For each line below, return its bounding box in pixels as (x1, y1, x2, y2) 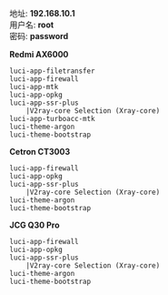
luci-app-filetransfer (9, 66, 95, 76)
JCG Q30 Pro (9, 219, 61, 230)
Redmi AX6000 (9, 49, 69, 59)
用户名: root (9, 19, 54, 30)
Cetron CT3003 (9, 147, 71, 157)
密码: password (9, 31, 69, 41)
